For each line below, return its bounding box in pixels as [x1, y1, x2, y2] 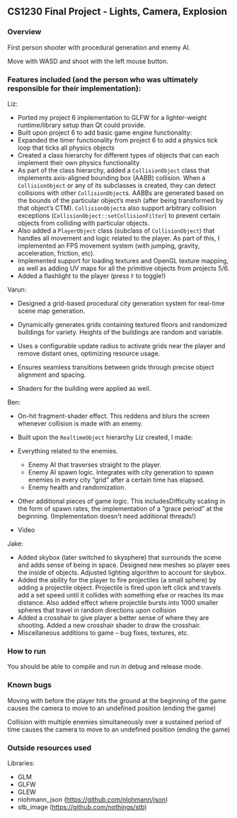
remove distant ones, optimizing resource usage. [17, 349, 161, 358]
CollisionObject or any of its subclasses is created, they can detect [17, 181, 216, 189]
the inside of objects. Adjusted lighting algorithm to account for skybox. [17, 568, 226, 577]
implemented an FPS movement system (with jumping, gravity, [17, 241, 200, 250]
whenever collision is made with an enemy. [17, 419, 143, 428]
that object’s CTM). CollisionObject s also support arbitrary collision [17, 204, 217, 212]
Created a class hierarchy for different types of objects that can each [17, 150, 219, 159]
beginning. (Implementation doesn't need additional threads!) [17, 512, 197, 520]
